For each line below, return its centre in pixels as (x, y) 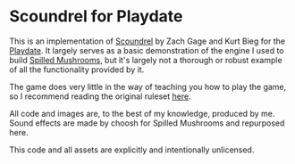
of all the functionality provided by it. (77, 70)
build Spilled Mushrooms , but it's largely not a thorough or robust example (146, 60)
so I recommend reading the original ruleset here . (100, 96)
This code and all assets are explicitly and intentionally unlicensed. (132, 150)
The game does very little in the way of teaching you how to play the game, (148, 86)
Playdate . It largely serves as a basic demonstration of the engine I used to (147, 50)
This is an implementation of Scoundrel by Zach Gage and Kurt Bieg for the (147, 41)
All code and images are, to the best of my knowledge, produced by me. (142, 113)
